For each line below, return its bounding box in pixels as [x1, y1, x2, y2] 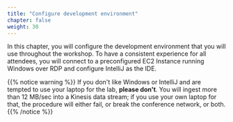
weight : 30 [7, 23, 39, 30]
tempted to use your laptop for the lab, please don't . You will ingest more [7, 85, 218, 94]
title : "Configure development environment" [7, 10, 138, 17]
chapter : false [7, 17, 51, 24]
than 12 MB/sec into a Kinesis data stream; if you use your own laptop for [7, 93, 217, 101]
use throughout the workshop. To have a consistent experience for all [7, 49, 207, 58]
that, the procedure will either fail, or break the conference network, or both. [7, 100, 226, 109]
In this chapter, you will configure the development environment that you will [7, 43, 226, 51]
